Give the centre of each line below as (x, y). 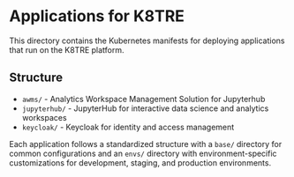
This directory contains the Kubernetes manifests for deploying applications (147, 41)
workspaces (45, 117)
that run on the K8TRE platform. (67, 49)
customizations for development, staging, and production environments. (140, 162)
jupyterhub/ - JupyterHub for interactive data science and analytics (145, 108)
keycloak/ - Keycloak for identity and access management (128, 127)
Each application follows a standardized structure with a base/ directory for (146, 144)
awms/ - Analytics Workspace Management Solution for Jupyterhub (143, 99)
